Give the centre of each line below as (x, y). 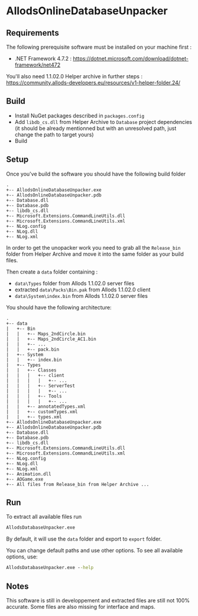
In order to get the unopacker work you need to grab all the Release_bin (93, 247)
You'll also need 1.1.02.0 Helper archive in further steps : (74, 76)
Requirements (33, 33)
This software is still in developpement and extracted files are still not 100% (98, 600)
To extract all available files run (44, 517)
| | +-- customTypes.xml (42, 412)
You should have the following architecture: (59, 307)
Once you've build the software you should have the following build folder (96, 174)
